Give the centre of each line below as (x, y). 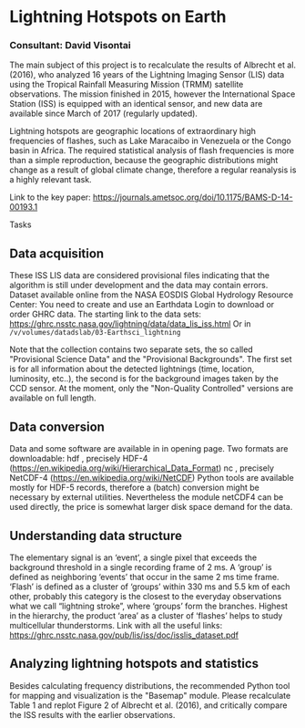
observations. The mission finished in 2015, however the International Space (152, 94)
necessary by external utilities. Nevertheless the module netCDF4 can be (147, 497)
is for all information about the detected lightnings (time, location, (132, 369)
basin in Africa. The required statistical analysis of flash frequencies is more (152, 151)
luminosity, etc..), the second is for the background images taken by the (144, 379)
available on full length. (53, 398)
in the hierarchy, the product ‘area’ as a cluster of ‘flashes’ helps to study (146, 615)
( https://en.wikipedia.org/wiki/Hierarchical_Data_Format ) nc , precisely (142, 468)
